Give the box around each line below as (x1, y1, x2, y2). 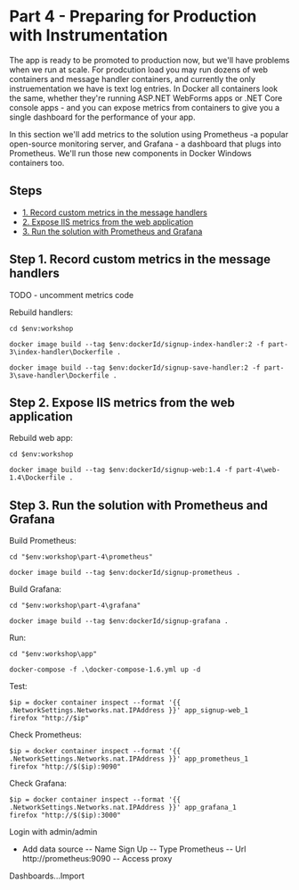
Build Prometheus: (9, 536, 77, 546)
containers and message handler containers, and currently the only (9, 73, 256, 84)
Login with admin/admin (9, 827, 98, 837)
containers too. (9, 157, 65, 168)
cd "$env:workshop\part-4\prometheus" (9, 553, 153, 561)
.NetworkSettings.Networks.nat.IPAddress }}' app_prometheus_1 (9, 754, 249, 764)
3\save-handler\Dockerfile (9, 370, 109, 380)
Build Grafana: (9, 584, 62, 595)
